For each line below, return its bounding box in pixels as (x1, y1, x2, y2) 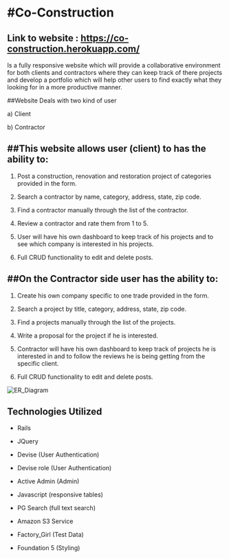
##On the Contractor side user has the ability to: (7, 273, 219, 285)
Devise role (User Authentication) (17, 464, 112, 472)
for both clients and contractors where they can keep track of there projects (7, 69, 222, 76)
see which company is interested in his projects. (17, 239, 154, 248)
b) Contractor (7, 123, 46, 131)
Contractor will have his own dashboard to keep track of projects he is (17, 344, 217, 353)
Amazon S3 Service (17, 517, 74, 525)
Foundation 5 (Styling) (17, 544, 80, 552)
